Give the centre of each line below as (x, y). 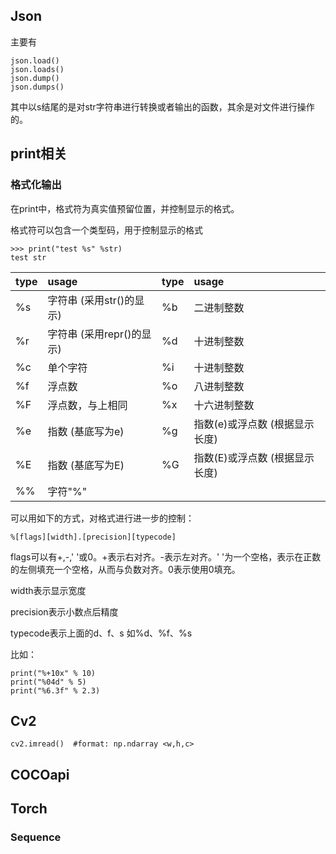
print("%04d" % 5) (48, 682)
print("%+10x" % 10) (53, 673)
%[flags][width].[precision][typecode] (93, 537)
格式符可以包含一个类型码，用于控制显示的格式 (106, 230)
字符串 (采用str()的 (91, 300)
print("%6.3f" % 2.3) (55, 690)
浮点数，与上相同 (87, 405)
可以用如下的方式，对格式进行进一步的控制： (102, 518)
